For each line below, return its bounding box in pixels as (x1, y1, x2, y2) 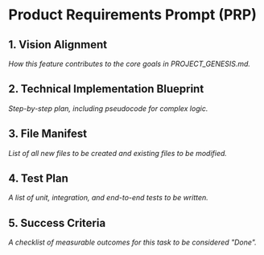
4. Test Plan (8, 171, 68, 186)
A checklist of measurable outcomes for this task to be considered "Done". (8, 237, 258, 247)
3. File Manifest (8, 127, 88, 141)
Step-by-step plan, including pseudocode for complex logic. (8, 103, 208, 113)
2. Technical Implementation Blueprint (8, 82, 204, 96)
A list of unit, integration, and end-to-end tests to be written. (8, 193, 209, 203)
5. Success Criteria (8, 216, 106, 230)
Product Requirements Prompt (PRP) (8, 6, 258, 24)
